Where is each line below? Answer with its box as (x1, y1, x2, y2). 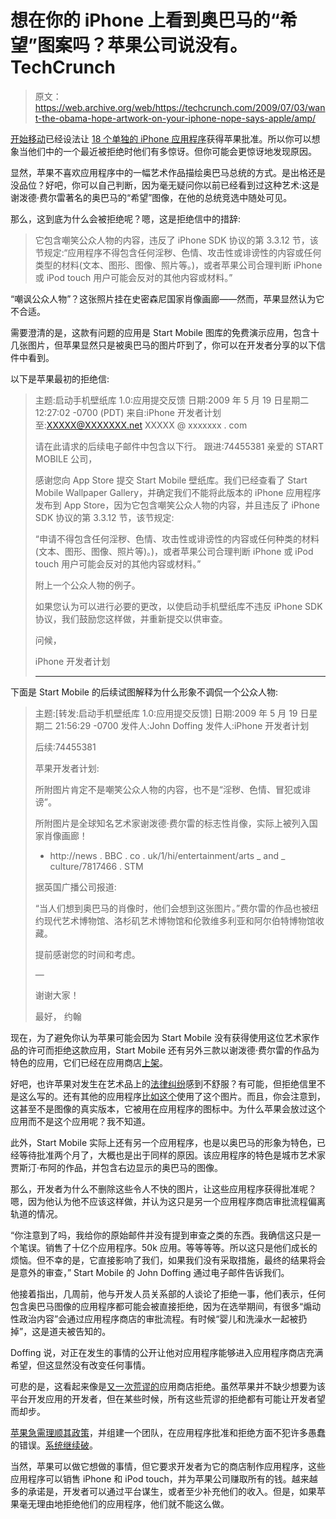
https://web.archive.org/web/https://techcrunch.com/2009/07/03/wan (34, 101, 326, 113)
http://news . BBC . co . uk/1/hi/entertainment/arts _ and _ (49, 849, 286, 861)
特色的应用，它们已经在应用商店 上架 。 (10, 1056, 168, 1068)
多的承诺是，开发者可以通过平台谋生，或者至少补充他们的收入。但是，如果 (10, 1485, 317, 1497)
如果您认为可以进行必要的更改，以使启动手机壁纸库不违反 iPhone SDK (34, 600, 323, 612)
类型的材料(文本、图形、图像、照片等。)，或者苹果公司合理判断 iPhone (34, 259, 323, 271)
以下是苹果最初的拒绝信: (10, 372, 110, 385)
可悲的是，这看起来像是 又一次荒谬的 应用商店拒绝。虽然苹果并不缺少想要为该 (10, 1380, 326, 1392)
